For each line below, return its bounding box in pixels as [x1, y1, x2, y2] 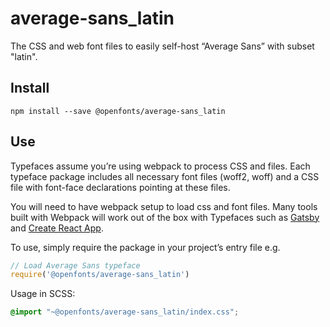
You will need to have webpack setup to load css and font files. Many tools [10, 200, 318, 212]
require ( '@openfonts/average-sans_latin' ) [10, 270, 190, 280]
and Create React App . [10, 222, 104, 234]
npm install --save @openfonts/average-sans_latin [10, 106, 226, 116]
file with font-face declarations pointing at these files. [10, 181, 231, 193]
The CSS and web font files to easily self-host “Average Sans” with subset [10, 40, 315, 52]
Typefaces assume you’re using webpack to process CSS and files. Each [10, 160, 311, 172]
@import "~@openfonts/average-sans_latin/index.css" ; [10, 307, 240, 317]
